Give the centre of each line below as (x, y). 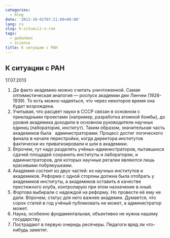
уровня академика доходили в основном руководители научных (83, 123)
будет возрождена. (33, 106)
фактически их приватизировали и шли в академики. (70, 144)
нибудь (21, 230)
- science (20, 43)
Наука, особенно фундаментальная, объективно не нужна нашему (85, 214)
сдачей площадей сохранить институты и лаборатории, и (75, 154)
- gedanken (21, 38)
